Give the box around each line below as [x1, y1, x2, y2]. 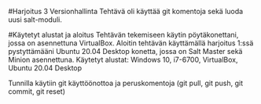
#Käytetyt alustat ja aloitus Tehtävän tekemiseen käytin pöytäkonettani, [8, 30, 239, 39]
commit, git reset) [8, 87, 65, 96]
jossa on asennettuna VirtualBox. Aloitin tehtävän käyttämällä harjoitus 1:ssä [8, 38, 254, 48]
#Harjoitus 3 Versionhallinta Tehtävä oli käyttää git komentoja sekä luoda [8, 7, 244, 16]
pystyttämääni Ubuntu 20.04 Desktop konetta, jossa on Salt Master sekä [8, 47, 243, 56]
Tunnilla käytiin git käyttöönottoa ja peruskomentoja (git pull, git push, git [8, 78, 244, 88]
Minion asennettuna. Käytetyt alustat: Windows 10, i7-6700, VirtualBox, [8, 55, 238, 64]
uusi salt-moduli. [8, 15, 63, 24]
